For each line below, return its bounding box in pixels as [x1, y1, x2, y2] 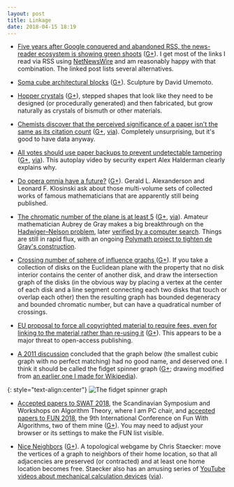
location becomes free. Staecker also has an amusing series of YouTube [17, 465, 226, 473]
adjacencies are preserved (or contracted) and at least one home [17, 457, 205, 465]
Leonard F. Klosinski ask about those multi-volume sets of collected [17, 184, 213, 193]
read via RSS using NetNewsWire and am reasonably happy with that [17, 57, 217, 66]
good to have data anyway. [17, 135, 96, 143]
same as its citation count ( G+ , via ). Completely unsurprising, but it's [17, 127, 215, 136]
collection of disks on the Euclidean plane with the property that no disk [17, 263, 225, 272]
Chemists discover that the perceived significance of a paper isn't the [17, 120, 219, 129]
